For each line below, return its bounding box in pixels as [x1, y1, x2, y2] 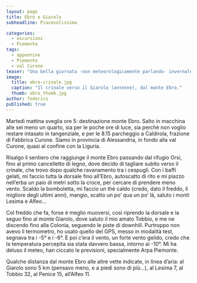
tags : [6, 46, 19, 53]
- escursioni [11, 36, 43, 42]
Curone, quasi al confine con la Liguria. [6, 142, 101, 149]
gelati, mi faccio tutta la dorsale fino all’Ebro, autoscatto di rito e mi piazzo [6, 172, 185, 179]
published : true [6, 101, 46, 107]
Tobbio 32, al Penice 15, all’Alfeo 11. [6, 270, 91, 277]
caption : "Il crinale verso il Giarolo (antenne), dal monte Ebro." [11, 85, 182, 91]
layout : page [6, 8, 38, 15]
